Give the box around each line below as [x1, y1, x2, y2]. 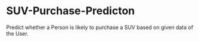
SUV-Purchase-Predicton [6, 4, 135, 18]
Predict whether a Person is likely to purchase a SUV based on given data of [6, 24, 194, 31]
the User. [6, 30, 29, 37]
